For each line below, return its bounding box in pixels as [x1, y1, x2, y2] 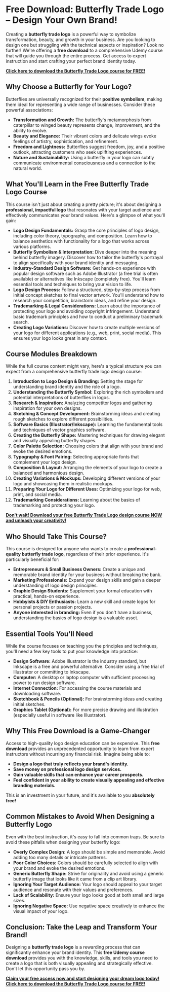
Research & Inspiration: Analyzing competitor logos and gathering [13, 400, 152, 406]
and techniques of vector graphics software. [13, 427, 106, 433]
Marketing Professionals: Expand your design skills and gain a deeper [13, 577, 161, 583]
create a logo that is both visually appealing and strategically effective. [6, 960, 153, 967]
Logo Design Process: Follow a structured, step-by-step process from [13, 287, 160, 293]
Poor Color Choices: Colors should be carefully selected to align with [13, 860, 158, 866]
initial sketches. [13, 701, 46, 707]
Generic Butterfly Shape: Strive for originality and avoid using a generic [13, 870, 164, 876]
